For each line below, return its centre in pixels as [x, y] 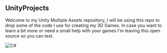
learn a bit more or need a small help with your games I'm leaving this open [83, 30]
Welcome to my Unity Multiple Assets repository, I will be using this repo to [82, 20]
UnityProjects [27, 8]
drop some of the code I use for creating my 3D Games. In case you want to [83, 25]
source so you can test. [29, 36]
